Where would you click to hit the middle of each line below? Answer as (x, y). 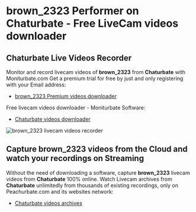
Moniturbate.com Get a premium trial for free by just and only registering (95, 78)
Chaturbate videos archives (49, 203)
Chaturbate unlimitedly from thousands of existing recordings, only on (92, 185)
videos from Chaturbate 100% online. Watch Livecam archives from (89, 179)
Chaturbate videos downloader (52, 119)
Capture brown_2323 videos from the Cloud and (97, 149)
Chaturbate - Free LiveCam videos (92, 23)
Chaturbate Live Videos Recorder (69, 58)
